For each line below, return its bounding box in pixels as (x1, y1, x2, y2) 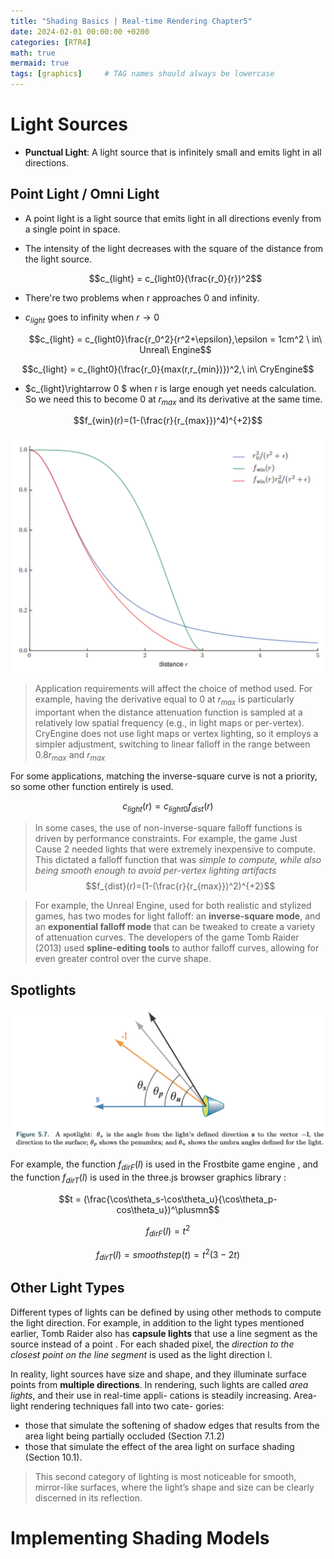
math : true (10, 48, 56, 58)
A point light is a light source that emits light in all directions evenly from (24, 212, 322, 224)
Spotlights (10, 981, 77, 999)
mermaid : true (10, 58, 70, 69)
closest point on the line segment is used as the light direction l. (10, 1348, 273, 1360)
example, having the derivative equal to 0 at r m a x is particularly (34, 693, 295, 707)
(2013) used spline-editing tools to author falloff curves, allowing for (34, 942, 320, 954)
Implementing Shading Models (10, 1526, 270, 1549)
